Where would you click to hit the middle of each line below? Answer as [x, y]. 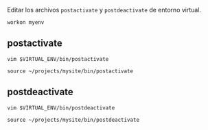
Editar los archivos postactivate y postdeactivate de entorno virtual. [104, 10]
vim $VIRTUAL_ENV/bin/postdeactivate [61, 108]
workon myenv [26, 23]
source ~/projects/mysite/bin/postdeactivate [73, 120]
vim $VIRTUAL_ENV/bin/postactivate [58, 59]
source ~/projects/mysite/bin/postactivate [70, 71]
